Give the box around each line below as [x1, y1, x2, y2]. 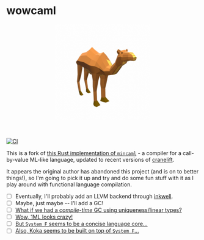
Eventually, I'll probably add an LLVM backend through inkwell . [15, 192, 173, 200]
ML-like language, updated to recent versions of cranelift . [29, 156, 175, 163]
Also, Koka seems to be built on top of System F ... [15, 227, 139, 235]
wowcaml [6, 4, 56, 18]
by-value [6, 156, 29, 163]
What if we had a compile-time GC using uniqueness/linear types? [15, 206, 182, 214]
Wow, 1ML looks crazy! [15, 213, 73, 220]
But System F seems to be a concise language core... [15, 220, 148, 228]
